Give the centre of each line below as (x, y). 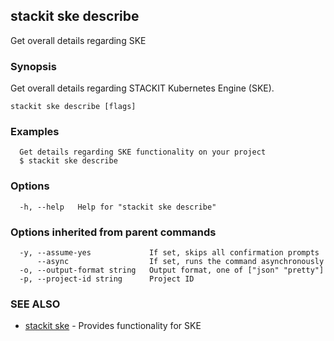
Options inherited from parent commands (113, 232)
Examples (35, 132)
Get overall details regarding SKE (78, 40)
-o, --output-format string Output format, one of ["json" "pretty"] (172, 270)
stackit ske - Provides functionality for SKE (113, 326)
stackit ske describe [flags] (73, 107)
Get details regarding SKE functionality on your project (143, 152)
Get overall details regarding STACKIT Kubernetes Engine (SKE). (142, 88)
